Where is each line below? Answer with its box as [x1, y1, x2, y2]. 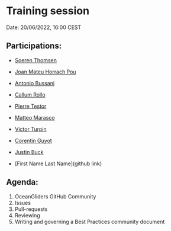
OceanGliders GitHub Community [14, 192, 96, 200]
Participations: [6, 41, 62, 51]
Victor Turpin [14, 126, 47, 133]
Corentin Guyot [14, 137, 52, 144]
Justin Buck [14, 148, 44, 155]
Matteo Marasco [14, 114, 55, 121]
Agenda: [6, 177, 38, 187]
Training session [6, 4, 90, 18]
